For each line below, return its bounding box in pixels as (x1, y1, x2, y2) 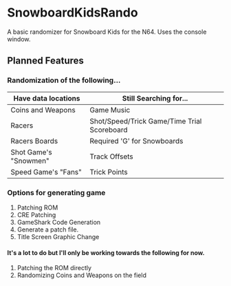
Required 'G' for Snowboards (89, 136, 184, 145)
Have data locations (13, 93, 80, 103)
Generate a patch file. (16, 225, 79, 234)
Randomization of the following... (7, 76, 121, 85)
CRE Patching (16, 210, 56, 218)
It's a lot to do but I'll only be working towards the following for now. (7, 248, 205, 256)
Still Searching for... (122, 93, 188, 103)
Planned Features (7, 55, 85, 67)
